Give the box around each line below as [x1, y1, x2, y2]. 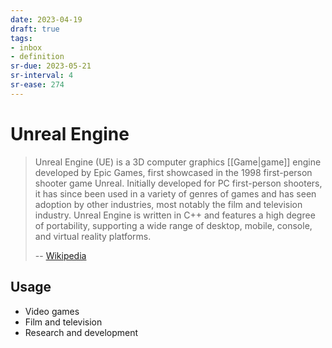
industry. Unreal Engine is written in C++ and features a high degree [34, 209, 316, 221]
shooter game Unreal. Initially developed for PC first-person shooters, [34, 177, 323, 189]
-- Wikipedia [34, 249, 87, 261]
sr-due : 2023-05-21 [10, 61, 92, 71]
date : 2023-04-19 [10, 14, 83, 25]
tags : [10, 33, 33, 43]
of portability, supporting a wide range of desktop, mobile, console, [34, 219, 313, 231]
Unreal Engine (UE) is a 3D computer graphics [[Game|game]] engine [34, 156, 322, 168]
